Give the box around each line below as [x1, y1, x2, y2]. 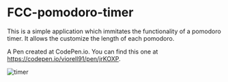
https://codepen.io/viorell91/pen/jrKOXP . [7, 54, 121, 62]
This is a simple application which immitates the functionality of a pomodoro [7, 27, 222, 35]
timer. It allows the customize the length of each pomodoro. [7, 34, 175, 42]
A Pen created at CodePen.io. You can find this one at [7, 47, 158, 56]
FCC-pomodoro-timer [7, 5, 134, 20]
